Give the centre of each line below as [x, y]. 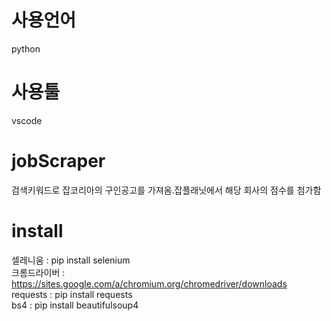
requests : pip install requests [72, 294]
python [26, 48]
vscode [27, 120]
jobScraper [58, 161]
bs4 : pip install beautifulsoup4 [75, 305]
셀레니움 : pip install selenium [71, 260]
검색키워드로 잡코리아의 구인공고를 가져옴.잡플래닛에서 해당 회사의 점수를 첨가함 [166, 190]
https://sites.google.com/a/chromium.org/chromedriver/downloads [149, 283]
